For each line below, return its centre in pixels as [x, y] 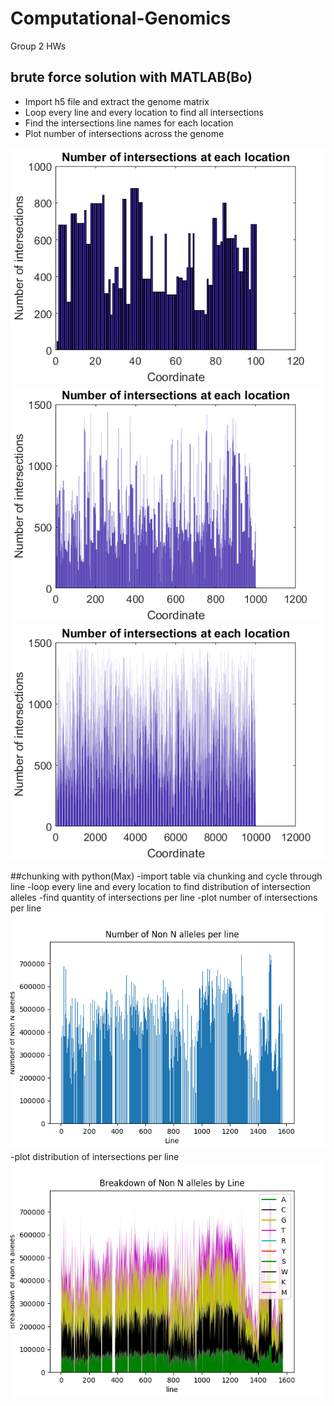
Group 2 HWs [38, 46]
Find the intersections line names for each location [129, 123]
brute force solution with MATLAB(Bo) [131, 77]
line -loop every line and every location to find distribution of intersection [160, 886]
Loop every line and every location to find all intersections [144, 112]
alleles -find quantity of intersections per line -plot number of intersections [164, 897]
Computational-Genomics [121, 18]
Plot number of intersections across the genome [124, 133]
